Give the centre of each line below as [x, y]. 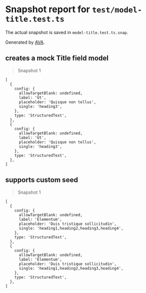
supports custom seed [42, 180]
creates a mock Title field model [57, 58]
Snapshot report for [48, 9]
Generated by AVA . [25, 42]
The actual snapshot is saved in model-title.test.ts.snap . [67, 32]
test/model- [117, 10]
